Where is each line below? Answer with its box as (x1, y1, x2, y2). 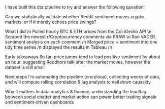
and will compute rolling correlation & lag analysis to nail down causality (5, 79, 151, 85)
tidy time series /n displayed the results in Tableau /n (5, 44, 112, 50)
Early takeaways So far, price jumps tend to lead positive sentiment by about (5, 54, 161, 60)
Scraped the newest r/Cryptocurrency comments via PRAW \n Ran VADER (5, 34, 155, 39)
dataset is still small (5, 64, 45, 70)
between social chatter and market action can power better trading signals (5, 94, 157, 100)
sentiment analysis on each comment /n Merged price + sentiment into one (5, 39, 158, 45)
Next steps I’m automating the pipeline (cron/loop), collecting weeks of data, (5, 74, 161, 79)
